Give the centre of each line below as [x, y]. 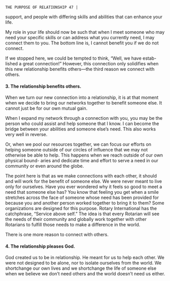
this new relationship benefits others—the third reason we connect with [80, 69]
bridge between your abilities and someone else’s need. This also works [81, 129]
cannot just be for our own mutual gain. [46, 108]
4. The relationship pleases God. [40, 246]
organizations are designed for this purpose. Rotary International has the [81, 209]
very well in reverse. [26, 135]
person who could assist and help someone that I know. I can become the [82, 124]
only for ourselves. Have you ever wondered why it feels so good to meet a [84, 187]
